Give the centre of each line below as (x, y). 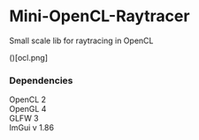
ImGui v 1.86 (32, 128)
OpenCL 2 (28, 99)
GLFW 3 (24, 118)
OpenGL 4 (28, 109)
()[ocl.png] (29, 57)
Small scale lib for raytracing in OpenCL (81, 41)
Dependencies (41, 80)
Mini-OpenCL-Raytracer (99, 16)
